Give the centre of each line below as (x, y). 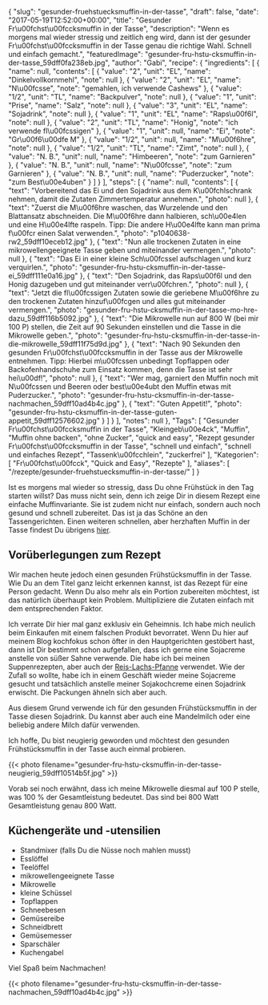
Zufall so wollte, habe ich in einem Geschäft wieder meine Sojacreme (122, 675)
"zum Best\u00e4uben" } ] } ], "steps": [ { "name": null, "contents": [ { (123, 182)
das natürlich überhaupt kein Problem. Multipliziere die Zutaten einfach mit (131, 600)
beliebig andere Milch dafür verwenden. (74, 724)
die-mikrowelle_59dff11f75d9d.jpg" (66, 344)
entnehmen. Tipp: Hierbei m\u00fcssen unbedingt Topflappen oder (119, 361)
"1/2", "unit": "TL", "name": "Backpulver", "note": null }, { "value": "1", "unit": (133, 97)
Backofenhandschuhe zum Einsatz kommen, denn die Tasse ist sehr (121, 369)
